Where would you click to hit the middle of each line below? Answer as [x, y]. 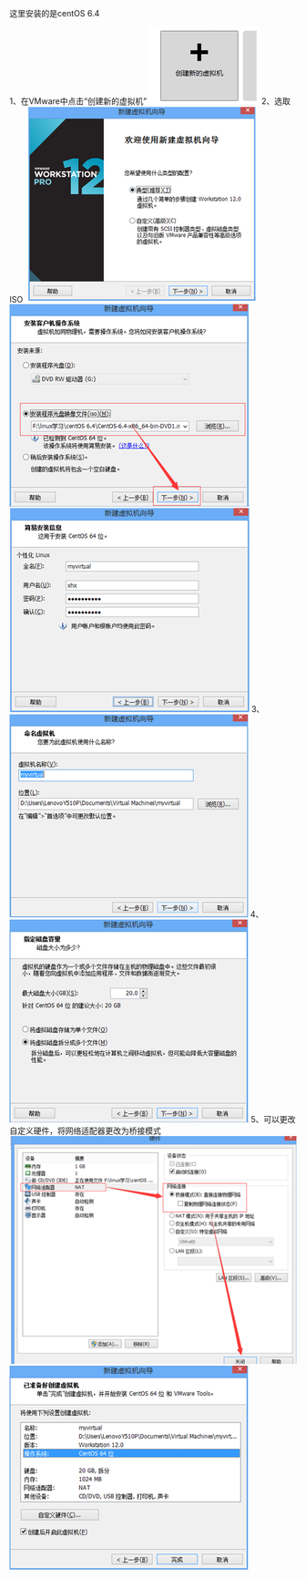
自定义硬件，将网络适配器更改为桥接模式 [85, 1130]
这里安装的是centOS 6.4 [55, 13]
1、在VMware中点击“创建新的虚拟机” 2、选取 [150, 101]
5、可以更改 [273, 1119]
